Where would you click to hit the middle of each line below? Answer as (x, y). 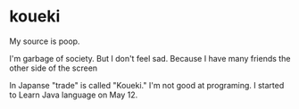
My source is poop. (45, 41)
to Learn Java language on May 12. (74, 95)
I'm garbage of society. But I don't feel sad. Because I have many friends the (150, 58)
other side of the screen (54, 68)
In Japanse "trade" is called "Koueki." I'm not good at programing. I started (147, 85)
